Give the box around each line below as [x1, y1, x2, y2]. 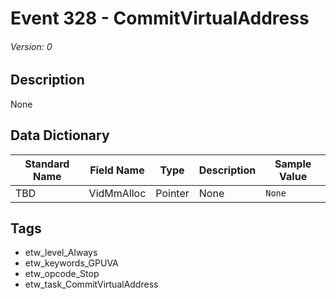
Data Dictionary [10, 127, 110, 144]
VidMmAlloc [88, 186, 147, 200]
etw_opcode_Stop [24, 268, 100, 280]
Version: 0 [10, 40, 53, 52]
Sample [274, 157, 312, 171]
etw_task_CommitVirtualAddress [24, 278, 159, 291]
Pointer [155, 186, 190, 200]
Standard [24, 157, 70, 171]
